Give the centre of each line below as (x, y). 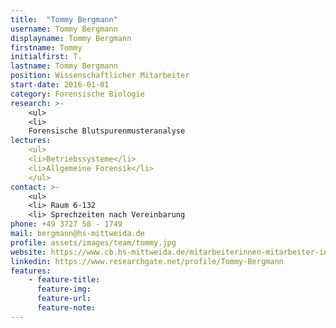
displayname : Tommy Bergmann (71, 38)
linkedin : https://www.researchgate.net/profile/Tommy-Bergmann (147, 261)
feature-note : (66, 308)
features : (31, 271)
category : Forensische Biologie (77, 94)
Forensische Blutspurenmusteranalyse (107, 131)
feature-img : (64, 289)
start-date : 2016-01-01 (60, 85)
